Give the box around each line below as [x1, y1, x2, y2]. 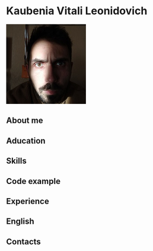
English [6, 217, 34, 227]
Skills [6, 156, 27, 166]
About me [6, 116, 43, 126]
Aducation [6, 135, 46, 146]
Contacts [6, 236, 42, 247]
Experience [6, 196, 49, 206]
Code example [6, 176, 61, 186]
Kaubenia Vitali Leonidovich [6, 4, 148, 18]
